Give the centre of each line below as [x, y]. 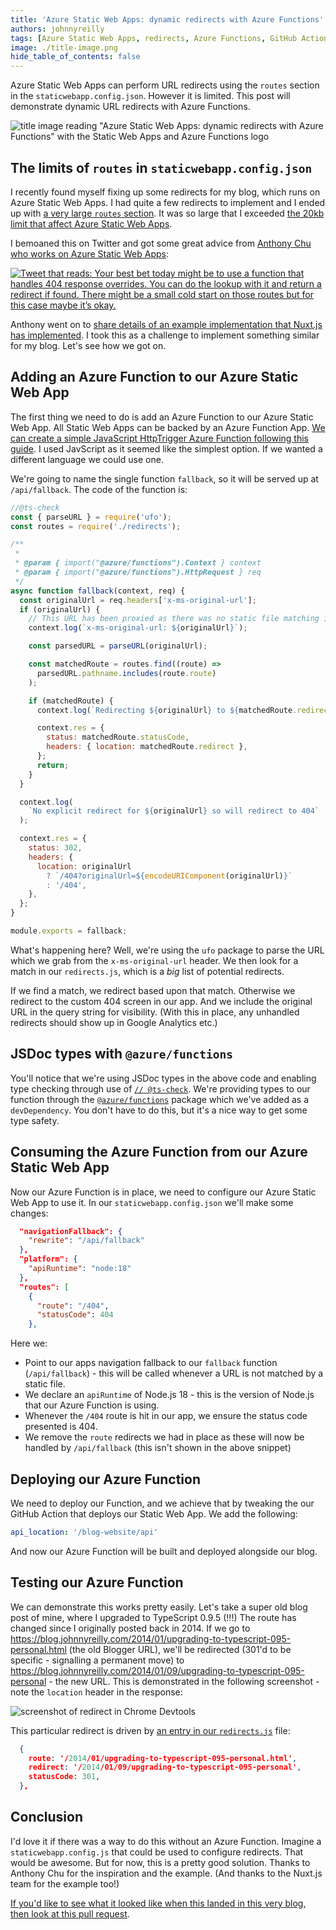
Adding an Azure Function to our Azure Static [154, 377]
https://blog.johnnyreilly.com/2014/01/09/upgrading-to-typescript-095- [157, 1670]
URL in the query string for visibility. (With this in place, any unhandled [155, 1012]
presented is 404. [61, 1427]
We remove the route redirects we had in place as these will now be [164, 1437]
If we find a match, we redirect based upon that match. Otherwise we [153, 990]
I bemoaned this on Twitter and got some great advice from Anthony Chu [161, 243]
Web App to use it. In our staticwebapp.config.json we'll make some [152, 1202]
